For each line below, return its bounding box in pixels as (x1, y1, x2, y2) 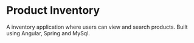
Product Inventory (6, 4, 100, 17)
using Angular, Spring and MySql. (6, 29, 90, 36)
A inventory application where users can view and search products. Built (6, 23, 188, 30)
